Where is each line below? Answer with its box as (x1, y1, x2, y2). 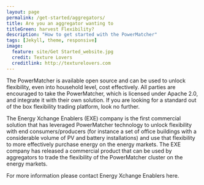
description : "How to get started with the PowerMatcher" (6, 32, 157, 38)
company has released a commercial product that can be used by (6, 147, 172, 154)
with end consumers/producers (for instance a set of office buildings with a (6, 128, 197, 135)
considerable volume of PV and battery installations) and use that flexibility (6, 134, 195, 141)
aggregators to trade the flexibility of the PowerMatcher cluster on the (6, 153, 183, 161)
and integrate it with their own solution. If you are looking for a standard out (6, 96, 197, 104)
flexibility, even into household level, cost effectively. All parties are (6, 83, 176, 90)
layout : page (6, 9, 40, 15)
